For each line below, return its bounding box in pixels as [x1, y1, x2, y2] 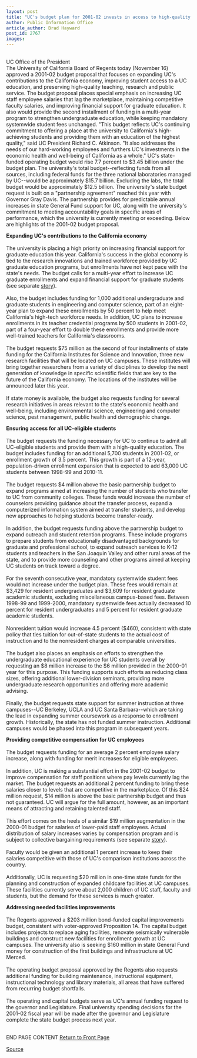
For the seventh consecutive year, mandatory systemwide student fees [6, 575, 178, 582]
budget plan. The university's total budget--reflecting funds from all [6, 165, 171, 171]
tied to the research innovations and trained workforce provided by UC [6, 257, 178, 264]
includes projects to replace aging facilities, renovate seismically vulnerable [6, 929, 189, 936]
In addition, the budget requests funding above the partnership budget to [6, 525, 183, 532]
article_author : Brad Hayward [6, 25, 81, 31]
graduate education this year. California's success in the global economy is [6, 251, 188, 258]
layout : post [6, 8, 38, 15]
